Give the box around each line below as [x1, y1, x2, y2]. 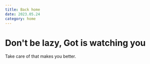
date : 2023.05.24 [5, 12, 40, 17]
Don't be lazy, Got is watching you [5, 37, 146, 48]
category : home [5, 16, 36, 21]
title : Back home [5, 7, 40, 12]
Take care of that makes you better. [5, 53, 76, 59]
